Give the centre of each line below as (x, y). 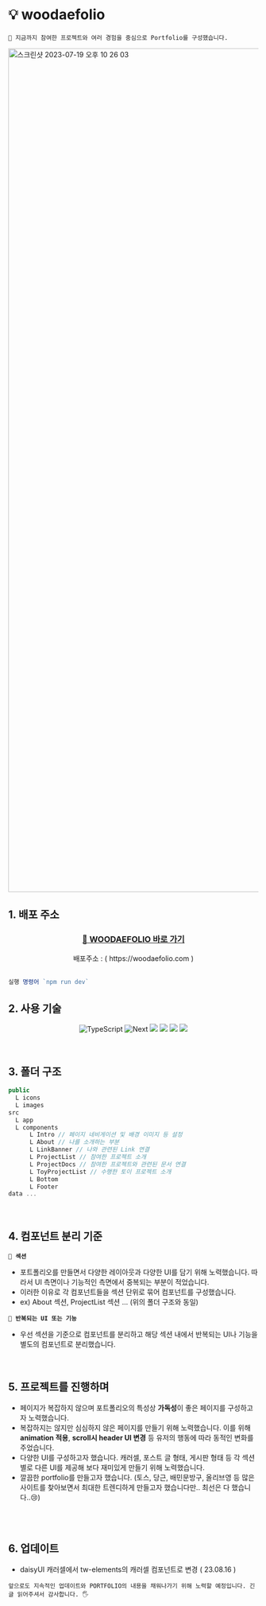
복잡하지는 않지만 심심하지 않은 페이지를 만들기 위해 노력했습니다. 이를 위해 (135, 1427)
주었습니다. (37, 1447)
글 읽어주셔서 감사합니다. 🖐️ (48, 1594)
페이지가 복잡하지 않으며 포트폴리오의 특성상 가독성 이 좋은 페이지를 (123, 1408)
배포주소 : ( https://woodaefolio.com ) (133, 958)
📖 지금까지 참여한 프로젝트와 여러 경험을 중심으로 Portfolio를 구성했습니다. (118, 37)
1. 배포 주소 (34, 915)
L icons (28, 1098)
